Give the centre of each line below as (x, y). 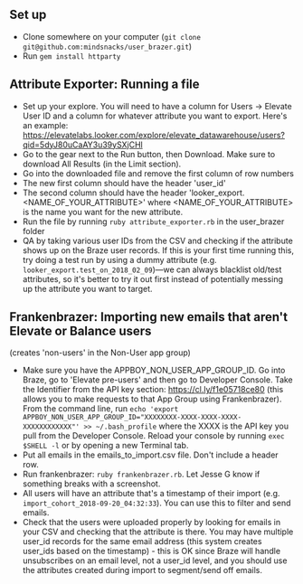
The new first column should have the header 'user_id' (124, 183)
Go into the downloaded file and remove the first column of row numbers (158, 173)
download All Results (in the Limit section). (102, 164)
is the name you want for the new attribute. (103, 212)
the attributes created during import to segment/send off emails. (142, 570)
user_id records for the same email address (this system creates (142, 542)
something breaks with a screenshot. (91, 484)
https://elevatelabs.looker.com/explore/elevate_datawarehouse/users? (153, 135)
